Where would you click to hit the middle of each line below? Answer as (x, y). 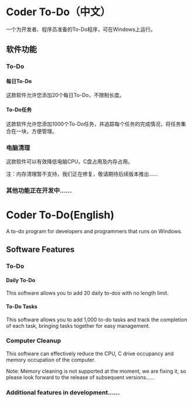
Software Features (40, 250)
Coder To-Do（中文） (58, 12)
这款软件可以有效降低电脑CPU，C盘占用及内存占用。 (69, 161)
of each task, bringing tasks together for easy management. (78, 325)
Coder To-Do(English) (60, 215)
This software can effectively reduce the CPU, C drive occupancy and (90, 354)
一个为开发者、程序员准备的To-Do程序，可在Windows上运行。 (81, 29)
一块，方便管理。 (36, 131)
